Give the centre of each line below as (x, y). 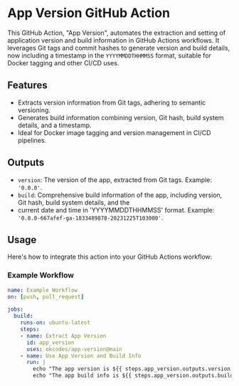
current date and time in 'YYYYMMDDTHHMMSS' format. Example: (116, 210)
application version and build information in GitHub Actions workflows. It (113, 40)
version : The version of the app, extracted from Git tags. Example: (115, 180)
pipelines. (32, 140)
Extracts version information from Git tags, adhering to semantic (112, 102)
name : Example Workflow (43, 290)
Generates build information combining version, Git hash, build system (121, 117)
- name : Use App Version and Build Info (81, 356)
